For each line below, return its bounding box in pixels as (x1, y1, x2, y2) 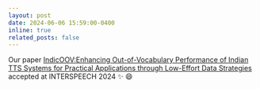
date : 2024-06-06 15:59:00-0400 (8, 19, 115, 27)
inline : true (8, 26, 52, 34)
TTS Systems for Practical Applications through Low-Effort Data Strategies (8, 64, 252, 73)
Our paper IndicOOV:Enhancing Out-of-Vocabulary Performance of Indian (8, 55, 249, 65)
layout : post (8, 11, 52, 20)
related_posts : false (8, 33, 80, 42)
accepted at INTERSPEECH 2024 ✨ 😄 (8, 72, 133, 81)
